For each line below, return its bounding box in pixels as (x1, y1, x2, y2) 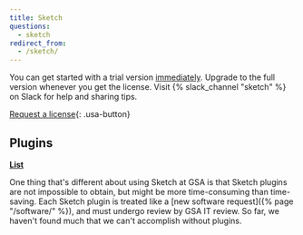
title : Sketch (9, 13, 64, 23)
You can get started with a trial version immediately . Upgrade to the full (9, 72, 275, 83)
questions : (9, 22, 51, 31)
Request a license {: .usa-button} (9, 109, 131, 120)
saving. (9, 196, 37, 207)
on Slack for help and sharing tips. (9, 92, 138, 103)
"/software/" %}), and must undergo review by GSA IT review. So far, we (9, 205, 279, 216)
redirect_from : (9, 38, 67, 48)
